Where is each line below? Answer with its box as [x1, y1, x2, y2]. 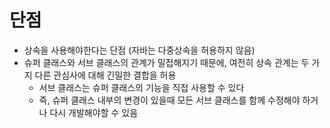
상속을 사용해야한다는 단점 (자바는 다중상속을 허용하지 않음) [23, 44, 256, 56]
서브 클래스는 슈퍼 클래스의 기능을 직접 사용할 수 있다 [38, 81, 245, 93]
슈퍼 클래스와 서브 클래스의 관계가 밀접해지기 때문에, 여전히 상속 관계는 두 [23, 56, 310, 68]
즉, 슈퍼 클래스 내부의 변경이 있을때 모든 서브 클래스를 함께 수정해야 [38, 94, 301, 106]
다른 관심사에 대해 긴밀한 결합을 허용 [34, 69, 177, 81]
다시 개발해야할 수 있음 [49, 106, 139, 118]
